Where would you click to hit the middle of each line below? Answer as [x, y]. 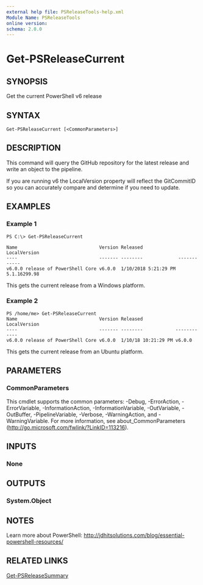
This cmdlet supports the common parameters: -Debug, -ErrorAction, [94, 401]
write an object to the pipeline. [45, 169]
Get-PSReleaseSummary [37, 575]
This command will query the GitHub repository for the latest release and [98, 163]
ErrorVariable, [24, 408]
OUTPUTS [26, 484]
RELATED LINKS [37, 561]
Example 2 [22, 301]
